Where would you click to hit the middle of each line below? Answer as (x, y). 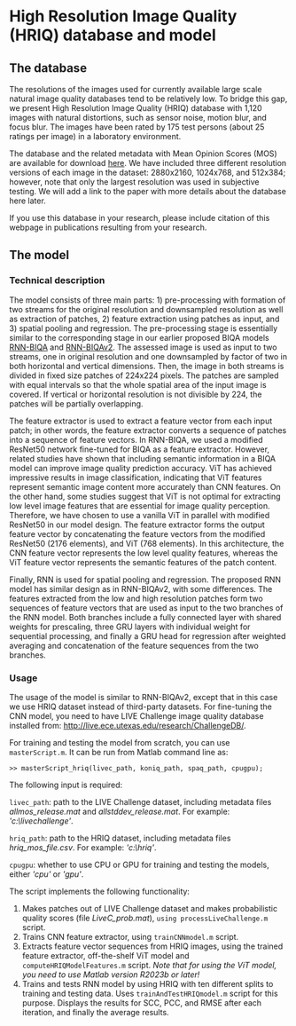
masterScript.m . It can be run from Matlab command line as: (119, 752)
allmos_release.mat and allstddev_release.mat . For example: (120, 811)
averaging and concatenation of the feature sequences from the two (134, 645)
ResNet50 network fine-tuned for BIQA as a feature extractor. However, (140, 449)
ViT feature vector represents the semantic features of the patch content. (143, 562)
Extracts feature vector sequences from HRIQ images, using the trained (152, 946)
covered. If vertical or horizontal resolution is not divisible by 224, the (136, 394)
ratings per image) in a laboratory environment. (95, 136)
